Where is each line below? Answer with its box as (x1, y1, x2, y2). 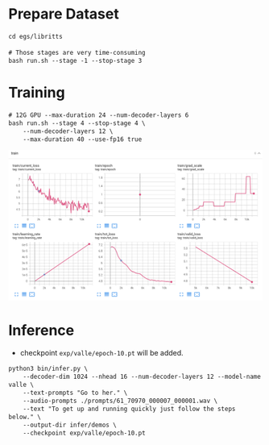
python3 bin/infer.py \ (8, 364, 89, 372)
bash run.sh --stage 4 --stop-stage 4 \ (8, 119, 147, 127)
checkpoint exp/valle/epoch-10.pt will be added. (19, 347, 184, 357)
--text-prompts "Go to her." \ (23, 389, 128, 397)
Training (8, 84, 66, 102)
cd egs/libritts (8, 32, 63, 40)
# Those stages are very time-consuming (8, 48, 147, 56)
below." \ (8, 413, 42, 421)
